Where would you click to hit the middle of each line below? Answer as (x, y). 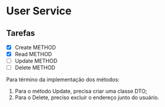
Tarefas (21, 33)
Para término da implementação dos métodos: (63, 80)
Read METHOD (33, 54)
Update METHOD (36, 61)
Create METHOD (35, 47)
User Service (39, 11)
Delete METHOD (35, 68)
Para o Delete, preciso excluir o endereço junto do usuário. (87, 97)
